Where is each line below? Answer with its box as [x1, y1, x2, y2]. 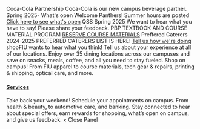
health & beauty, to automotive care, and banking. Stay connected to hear [6, 103, 191, 111]
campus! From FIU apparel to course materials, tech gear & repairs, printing [6, 63, 195, 70]
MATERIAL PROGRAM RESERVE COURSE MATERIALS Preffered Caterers [6, 31, 188, 38]
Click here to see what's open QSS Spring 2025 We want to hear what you [6, 18, 192, 25]
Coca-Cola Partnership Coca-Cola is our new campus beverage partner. [6, 5, 187, 12]
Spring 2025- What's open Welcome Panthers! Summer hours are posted [6, 12, 190, 19]
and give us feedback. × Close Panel [6, 116, 98, 124]
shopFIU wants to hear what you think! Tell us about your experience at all [6, 44, 192, 51]
